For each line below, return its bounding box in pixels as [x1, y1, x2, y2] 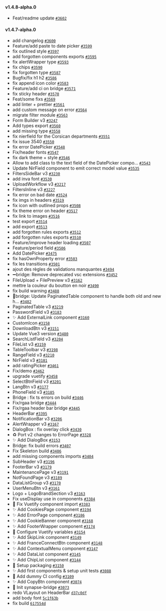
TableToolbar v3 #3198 [12, 347, 58, 353]
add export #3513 [12, 224, 48, 230]
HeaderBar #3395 [12, 410, 47, 416]
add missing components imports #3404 [12, 453, 94, 459]
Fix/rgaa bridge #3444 [12, 400, 56, 406]
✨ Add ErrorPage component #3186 [12, 512, 85, 518]
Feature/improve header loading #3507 [12, 240, 91, 246]
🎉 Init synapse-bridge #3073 [12, 584, 70, 590]
